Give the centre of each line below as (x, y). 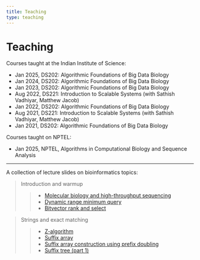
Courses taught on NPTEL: (39, 137)
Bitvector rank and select (75, 208)
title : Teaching (26, 12)
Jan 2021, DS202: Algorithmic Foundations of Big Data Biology (91, 126)
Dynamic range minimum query (83, 202)
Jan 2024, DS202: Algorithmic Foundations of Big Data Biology (92, 81)
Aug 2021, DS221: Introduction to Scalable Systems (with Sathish (94, 113)
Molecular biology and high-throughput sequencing (108, 195)
